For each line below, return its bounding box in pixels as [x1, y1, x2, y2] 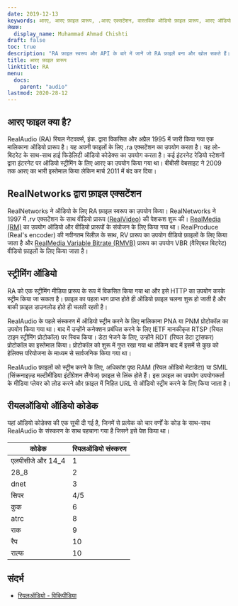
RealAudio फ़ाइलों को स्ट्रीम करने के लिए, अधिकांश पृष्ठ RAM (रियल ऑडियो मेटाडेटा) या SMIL [7, 363, 228, 372]
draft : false [7, 37, 46, 44]
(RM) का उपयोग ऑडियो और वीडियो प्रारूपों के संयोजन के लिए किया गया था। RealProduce [7, 222, 219, 231]
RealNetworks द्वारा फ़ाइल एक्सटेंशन [7, 188, 142, 200]
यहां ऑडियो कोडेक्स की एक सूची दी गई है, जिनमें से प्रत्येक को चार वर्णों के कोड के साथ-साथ [7, 418, 210, 427]
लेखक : [7, 23, 23, 31]
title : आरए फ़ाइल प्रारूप [7, 57, 67, 64]
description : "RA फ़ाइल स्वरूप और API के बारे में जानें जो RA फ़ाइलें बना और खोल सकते [7, 50, 221, 58]
